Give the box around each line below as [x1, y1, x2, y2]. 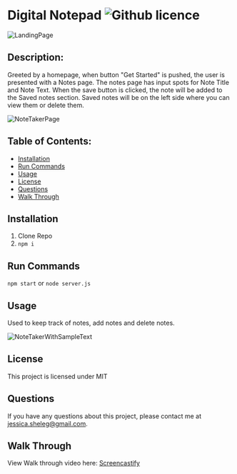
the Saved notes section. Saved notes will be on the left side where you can [7, 93, 230, 101]
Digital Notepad [7, 7, 102, 24]
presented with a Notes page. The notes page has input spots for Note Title [7, 78, 230, 86]
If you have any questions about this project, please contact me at [7, 411, 202, 420]
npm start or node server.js [7, 279, 91, 288]
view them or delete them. [7, 101, 84, 109]
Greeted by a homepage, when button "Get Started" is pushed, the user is [7, 70, 225, 79]
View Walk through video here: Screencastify [7, 459, 141, 468]
